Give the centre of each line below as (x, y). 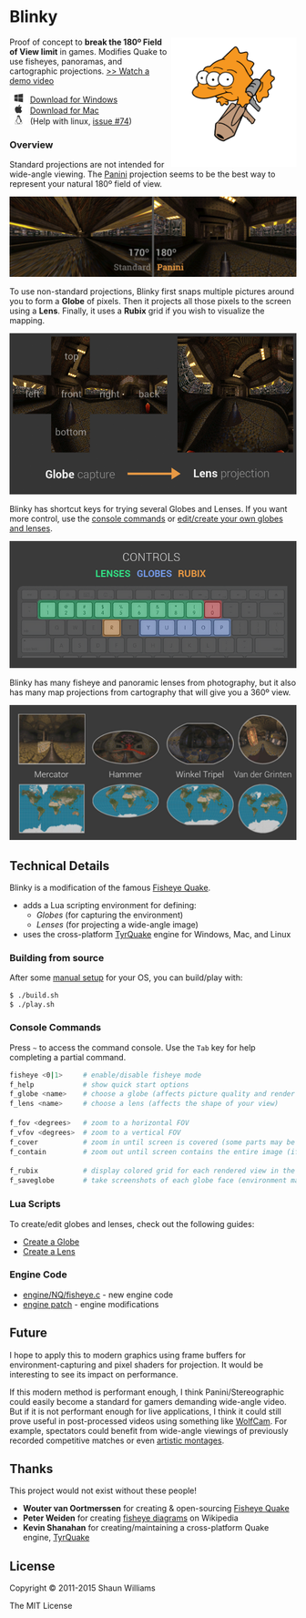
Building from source (57, 958)
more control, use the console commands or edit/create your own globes (147, 518)
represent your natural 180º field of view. (86, 184)
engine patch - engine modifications (91, 1304)
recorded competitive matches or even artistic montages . (117, 1440)
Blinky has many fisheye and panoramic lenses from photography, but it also (153, 683)
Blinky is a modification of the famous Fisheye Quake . (110, 888)
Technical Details (60, 866)
